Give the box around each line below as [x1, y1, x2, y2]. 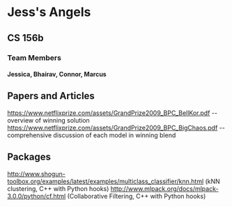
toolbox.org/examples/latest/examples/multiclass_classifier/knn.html [7, 177, 204, 185]
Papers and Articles [7, 90, 95, 102]
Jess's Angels [7, 4, 91, 20]
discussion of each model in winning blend [53, 130, 176, 139]
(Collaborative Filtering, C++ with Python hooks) [67, 192, 206, 200]
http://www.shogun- [7, 169, 66, 178]
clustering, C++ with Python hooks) [7, 184, 109, 192]
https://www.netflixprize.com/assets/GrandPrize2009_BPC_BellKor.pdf [7, 109, 210, 117]
